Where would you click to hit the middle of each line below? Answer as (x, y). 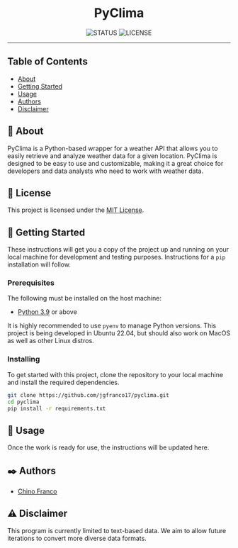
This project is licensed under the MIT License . (76, 210)
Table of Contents (48, 62)
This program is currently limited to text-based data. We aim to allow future (117, 530)
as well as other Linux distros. (51, 341)
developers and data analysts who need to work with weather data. (106, 171)
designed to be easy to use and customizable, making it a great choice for (115, 163)
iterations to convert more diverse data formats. (77, 538)
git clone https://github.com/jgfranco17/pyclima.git (89, 395)
